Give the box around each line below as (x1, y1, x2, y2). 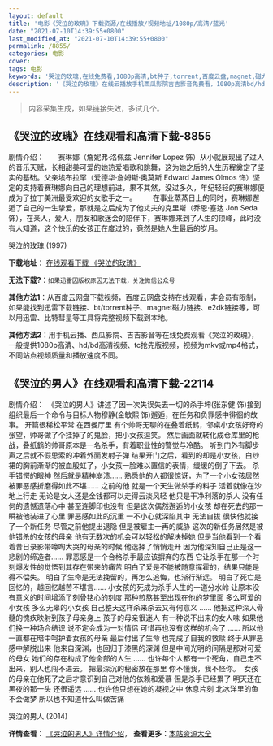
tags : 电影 (8, 65, 43, 73)
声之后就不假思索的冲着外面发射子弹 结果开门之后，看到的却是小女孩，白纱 (8, 450, 260, 460)
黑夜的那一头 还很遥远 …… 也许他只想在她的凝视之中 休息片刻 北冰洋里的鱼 (8, 684, 258, 694)
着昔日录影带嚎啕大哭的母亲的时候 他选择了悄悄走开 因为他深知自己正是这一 (8, 542, 262, 552)
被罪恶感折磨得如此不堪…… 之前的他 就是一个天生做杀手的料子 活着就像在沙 (8, 481, 262, 491)
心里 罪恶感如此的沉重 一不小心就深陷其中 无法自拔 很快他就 (50, 511, 252, 521)
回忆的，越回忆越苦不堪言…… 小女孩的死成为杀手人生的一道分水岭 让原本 (8, 583, 253, 592)
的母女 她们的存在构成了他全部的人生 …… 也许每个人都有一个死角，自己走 (8, 653, 255, 663)
